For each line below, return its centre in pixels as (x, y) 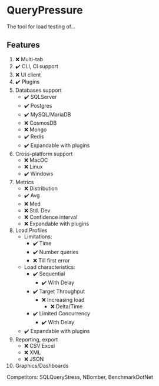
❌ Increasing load (63, 300)
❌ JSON (34, 359)
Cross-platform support (44, 154)
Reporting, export (37, 340)
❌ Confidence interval (51, 217)
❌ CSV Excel (39, 345)
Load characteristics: (49, 267)
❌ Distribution (41, 188)
